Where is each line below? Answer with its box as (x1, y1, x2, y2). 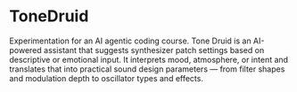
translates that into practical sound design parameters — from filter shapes (9, 64, 285, 74)
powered (9, 44, 42, 55)
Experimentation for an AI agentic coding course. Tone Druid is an (9, 35, 252, 46)
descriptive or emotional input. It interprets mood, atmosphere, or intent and (9, 54, 288, 65)
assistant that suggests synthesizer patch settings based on (43, 44, 265, 55)
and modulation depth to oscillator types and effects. (9, 73, 203, 83)
